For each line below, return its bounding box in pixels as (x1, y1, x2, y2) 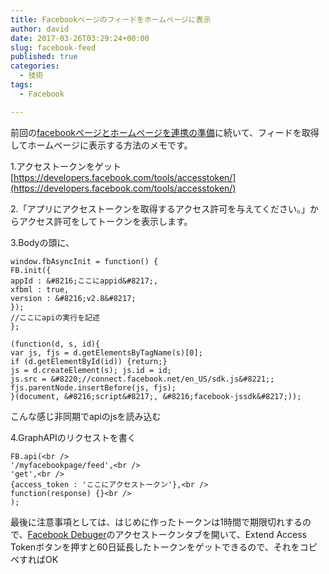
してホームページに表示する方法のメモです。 (10, 139, 193, 151)
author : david (10, 24, 70, 34)
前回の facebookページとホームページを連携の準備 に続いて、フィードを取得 (10, 126, 320, 138)
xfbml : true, (10, 284, 70, 295)
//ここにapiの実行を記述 (10, 312, 100, 323)
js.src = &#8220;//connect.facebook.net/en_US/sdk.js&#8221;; (10, 374, 275, 384)
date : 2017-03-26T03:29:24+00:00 (10, 33, 150, 43)
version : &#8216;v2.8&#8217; (10, 293, 137, 303)
